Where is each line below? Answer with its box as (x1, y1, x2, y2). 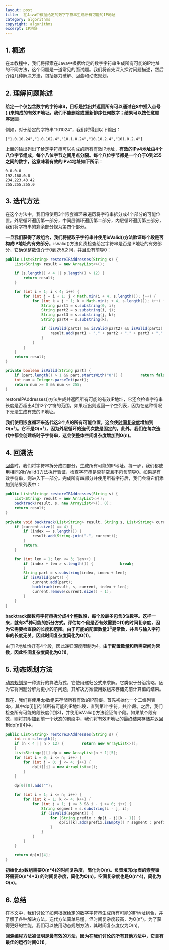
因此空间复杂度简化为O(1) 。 (14, 649, 71, 655)
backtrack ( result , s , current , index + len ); (32, 584, 129, 589)
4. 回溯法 (5, 448, 33, 457)
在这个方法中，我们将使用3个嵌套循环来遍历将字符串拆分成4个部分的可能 (5, 211, 156, 217)
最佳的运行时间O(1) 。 (5, 939, 49, 945)
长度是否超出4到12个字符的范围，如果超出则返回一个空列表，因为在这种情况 (5, 403, 162, 409)
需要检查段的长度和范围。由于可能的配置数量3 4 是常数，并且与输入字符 (14, 625, 160, 632)
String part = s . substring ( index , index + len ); (23, 570, 127, 576)
